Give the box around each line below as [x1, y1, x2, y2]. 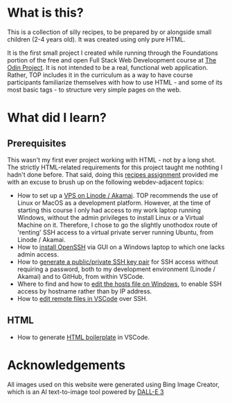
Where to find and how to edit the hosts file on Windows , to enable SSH [17, 280, 222, 288]
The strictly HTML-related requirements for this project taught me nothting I [7, 163, 223, 171]
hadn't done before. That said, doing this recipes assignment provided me [7, 170, 219, 178]
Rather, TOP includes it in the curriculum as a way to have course [7, 71, 193, 79]
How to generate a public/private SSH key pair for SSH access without [17, 257, 218, 266]
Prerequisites [7, 137, 66, 149]
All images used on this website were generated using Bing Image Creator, [7, 380, 220, 388]
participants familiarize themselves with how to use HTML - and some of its [7, 78, 223, 86]
